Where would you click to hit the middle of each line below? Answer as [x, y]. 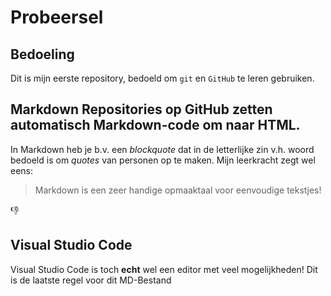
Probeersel [57, 17]
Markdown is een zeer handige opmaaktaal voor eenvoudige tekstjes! [178, 190]
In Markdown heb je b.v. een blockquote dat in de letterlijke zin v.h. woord [162, 149]
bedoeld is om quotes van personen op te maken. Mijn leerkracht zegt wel [163, 160]
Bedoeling [42, 54]
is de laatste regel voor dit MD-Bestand [91, 280]
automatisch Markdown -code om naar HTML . [155, 125]
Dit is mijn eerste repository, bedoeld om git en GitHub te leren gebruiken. [162, 78]
